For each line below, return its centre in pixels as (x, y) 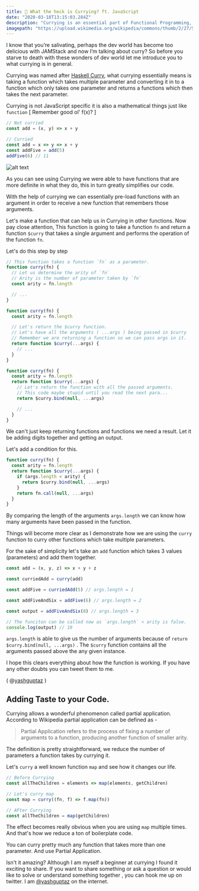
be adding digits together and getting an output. (65, 438)
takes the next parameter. (38, 94)
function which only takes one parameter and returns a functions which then (99, 88)
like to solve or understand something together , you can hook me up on (94, 875)
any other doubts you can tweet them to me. (60, 669)
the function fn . (25, 239)
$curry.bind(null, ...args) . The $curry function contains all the (86, 645)
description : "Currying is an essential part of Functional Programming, (99, 23)
